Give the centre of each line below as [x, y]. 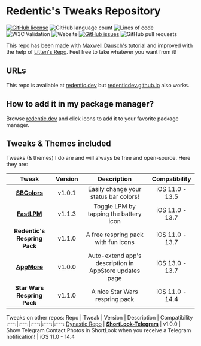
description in [115, 263]
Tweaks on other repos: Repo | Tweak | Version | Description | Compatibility [100, 318]
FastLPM [30, 214]
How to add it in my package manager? [80, 104]
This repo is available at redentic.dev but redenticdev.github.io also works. [98, 85]
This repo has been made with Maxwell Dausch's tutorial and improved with [100, 45]
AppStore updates [115, 271]
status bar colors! [115, 197]
